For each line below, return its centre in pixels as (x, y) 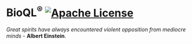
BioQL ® (25, 12)
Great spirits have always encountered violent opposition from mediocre (96, 30)
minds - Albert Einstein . (36, 36)
